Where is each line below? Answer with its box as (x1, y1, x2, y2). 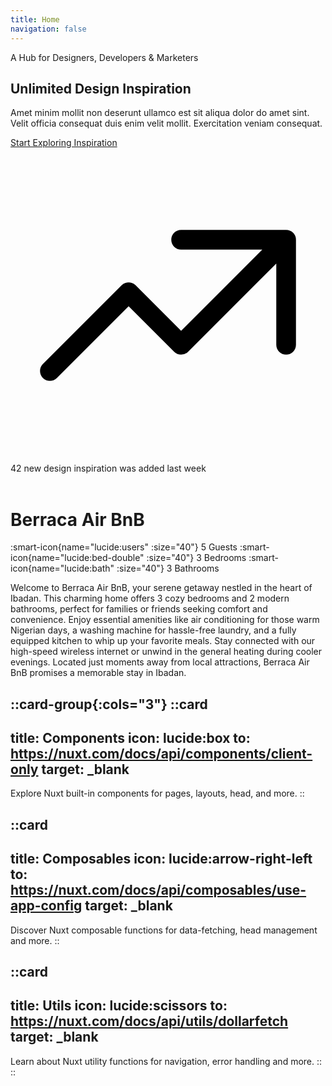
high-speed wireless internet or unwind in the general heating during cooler (10, 646, 323, 658)
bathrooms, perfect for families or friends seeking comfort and (10, 603, 268, 615)
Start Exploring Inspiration (10, 137, 118, 149)
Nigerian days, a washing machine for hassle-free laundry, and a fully (10, 624, 297, 636)
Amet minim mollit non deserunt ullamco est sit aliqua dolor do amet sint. (10, 107, 310, 119)
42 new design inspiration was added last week (10, 462, 207, 475)
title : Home (10, 14, 60, 25)
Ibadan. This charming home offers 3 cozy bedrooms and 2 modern (10, 592, 290, 605)
